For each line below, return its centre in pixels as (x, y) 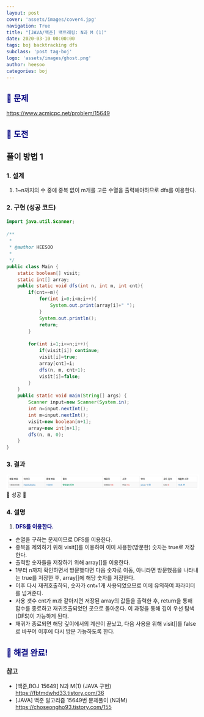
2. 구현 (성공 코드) (31, 208)
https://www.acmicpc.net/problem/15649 (58, 113)
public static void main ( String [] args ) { (72, 396)
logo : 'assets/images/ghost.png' (49, 58)
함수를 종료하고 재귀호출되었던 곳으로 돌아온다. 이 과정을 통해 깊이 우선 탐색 (105, 609)
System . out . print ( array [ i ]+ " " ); (93, 306)
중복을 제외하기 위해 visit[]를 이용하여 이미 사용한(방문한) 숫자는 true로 (99, 547)
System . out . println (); (68, 318)
